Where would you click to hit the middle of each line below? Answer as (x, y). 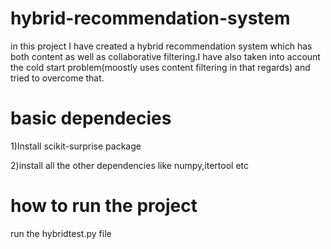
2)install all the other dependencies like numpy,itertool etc (130, 165)
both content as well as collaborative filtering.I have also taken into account (165, 56)
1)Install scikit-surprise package (76, 146)
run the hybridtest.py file (61, 233)
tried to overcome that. (57, 78)
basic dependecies (91, 118)
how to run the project (104, 206)
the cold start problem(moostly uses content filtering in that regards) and (160, 67)
